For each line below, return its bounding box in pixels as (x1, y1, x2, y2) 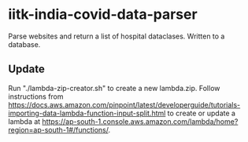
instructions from (8, 92, 65, 101)
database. (8, 39, 41, 49)
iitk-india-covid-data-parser (8, 5, 198, 24)
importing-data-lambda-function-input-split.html (8, 108, 166, 118)
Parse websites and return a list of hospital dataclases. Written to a (8, 31, 225, 41)
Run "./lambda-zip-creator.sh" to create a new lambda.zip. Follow (8, 83, 220, 93)
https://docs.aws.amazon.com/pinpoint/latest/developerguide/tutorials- (8, 100, 241, 109)
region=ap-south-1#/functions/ (8, 125, 109, 134)
